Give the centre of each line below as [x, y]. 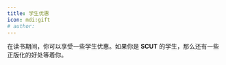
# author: [21, 26]
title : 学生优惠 [28, 13]
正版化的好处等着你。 [37, 55]
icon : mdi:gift [29, 20]
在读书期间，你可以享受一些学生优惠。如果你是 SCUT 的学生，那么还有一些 [113, 47]
